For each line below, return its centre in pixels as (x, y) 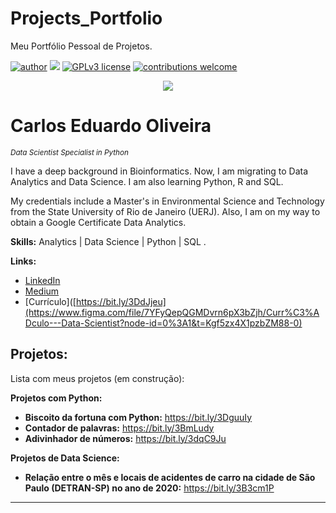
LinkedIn (42, 280)
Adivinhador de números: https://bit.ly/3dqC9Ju (125, 438)
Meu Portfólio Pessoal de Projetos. (81, 46)
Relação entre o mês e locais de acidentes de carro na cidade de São (170, 477)
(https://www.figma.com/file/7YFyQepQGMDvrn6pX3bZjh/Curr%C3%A (172, 312)
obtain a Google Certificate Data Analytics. (98, 222)
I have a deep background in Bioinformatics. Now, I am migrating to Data (159, 171)
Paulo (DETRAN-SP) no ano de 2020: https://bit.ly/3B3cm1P (149, 488)
